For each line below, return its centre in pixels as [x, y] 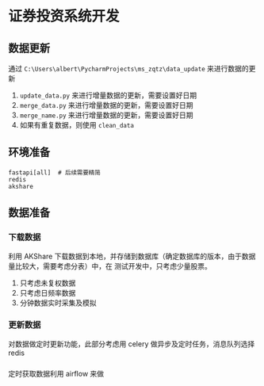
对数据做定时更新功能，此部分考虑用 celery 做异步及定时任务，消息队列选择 [132, 344]
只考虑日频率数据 [48, 292]
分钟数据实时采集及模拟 [58, 303]
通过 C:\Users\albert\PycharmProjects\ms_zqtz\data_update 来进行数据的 [128, 69]
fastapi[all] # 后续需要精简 [54, 172]
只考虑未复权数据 [48, 283]
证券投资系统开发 [64, 16]
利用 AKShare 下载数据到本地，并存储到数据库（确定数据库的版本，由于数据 [132, 256]
